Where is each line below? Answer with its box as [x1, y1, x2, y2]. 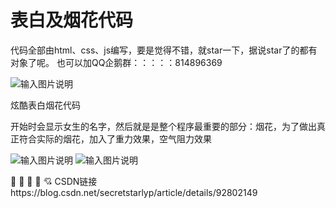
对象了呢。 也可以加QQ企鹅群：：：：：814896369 [10, 56, 223, 68]
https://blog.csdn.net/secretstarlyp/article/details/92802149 [10, 186, 258, 198]
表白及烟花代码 [10, 9, 134, 32]
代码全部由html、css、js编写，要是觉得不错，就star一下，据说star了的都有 [10, 44, 318, 56]
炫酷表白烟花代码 [10, 99, 81, 111]
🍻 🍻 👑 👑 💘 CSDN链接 [10, 175, 98, 187]
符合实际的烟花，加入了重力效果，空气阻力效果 [18, 132, 212, 145]
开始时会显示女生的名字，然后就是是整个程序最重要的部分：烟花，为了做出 [10, 120, 317, 132]
